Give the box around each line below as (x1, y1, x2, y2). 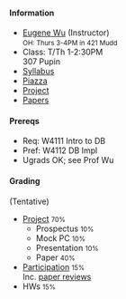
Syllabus (22, 66, 55, 77)
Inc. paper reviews (22, 271, 92, 282)
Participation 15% (22, 261, 85, 272)
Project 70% (22, 213, 66, 224)
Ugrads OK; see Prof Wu (22, 155, 114, 166)
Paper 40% (35, 252, 76, 263)
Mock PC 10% (35, 232, 85, 244)
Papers (22, 95, 49, 106)
